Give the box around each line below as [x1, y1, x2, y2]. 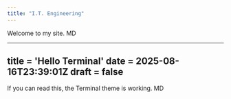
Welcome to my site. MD [7, 29, 77, 37]
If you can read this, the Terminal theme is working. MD [7, 84, 164, 93]
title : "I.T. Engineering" [7, 10, 85, 17]
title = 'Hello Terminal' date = [7, 56, 134, 67]
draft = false [69, 66, 124, 78]
